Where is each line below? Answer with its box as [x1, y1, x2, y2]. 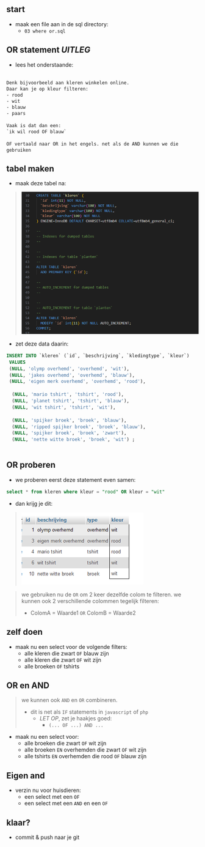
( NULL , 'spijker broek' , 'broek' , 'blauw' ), [12, 417, 127, 423]
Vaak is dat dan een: [6, 122, 62, 128]
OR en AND [6, 680, 50, 690]
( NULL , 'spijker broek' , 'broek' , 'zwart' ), [12, 430, 127, 436]
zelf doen [6, 627, 43, 637]
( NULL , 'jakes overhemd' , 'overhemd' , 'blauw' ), [9, 372, 135, 378]
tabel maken [6, 164, 55, 174]
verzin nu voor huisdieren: [15, 786, 81, 794]
